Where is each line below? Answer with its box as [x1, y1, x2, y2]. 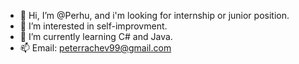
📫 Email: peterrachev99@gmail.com [19, 42, 172, 54]
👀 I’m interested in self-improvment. [19, 20, 168, 32]
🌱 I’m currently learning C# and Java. [19, 31, 173, 42]
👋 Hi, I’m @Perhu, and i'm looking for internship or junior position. [19, 10, 290, 21]
